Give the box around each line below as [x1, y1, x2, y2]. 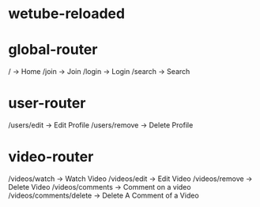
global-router [8, 41, 98, 59]
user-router [8, 94, 86, 113]
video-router [8, 148, 94, 166]
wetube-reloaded [8, 5, 125, 23]
